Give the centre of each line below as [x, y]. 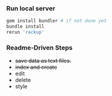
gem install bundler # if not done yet [57, 21]
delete [23, 80]
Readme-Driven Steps [39, 48]
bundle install [25, 27]
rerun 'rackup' [25, 32]
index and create [36, 67]
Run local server [31, 8]
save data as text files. [43, 61]
